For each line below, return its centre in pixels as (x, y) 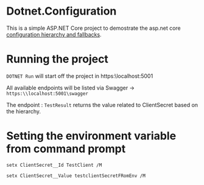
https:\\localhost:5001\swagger (47, 93)
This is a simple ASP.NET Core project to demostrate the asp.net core (93, 28)
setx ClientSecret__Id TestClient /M (54, 165)
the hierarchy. (24, 111)
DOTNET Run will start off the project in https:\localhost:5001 (80, 76)
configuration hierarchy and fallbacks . (54, 34)
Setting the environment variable (91, 136)
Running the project (57, 59)
